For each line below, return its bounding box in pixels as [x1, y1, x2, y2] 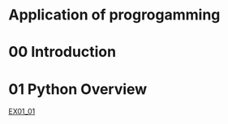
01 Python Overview [8, 79, 148, 98]
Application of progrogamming [8, 6, 221, 24]
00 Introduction [8, 43, 116, 62]
